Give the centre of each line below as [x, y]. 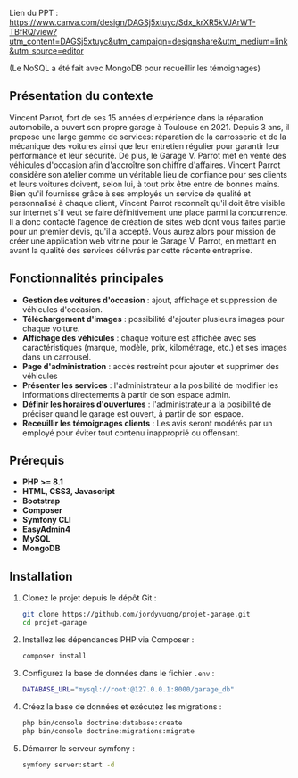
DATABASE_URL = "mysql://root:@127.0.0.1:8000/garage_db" [128, 689]
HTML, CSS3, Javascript [69, 492]
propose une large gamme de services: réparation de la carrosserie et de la [148, 137]
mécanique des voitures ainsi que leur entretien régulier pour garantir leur [145, 145]
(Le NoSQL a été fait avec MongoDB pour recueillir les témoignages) [135, 68]
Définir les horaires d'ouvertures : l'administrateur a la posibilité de [147, 404]
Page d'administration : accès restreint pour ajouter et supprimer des [150, 366]
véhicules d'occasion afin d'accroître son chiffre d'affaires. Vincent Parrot [145, 165]
